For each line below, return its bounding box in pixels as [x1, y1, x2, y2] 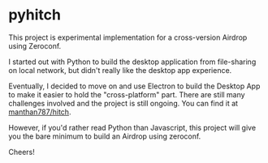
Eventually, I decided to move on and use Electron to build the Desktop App [8, 81, 261, 91]
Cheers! [8, 147, 35, 157]
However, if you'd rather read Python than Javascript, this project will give [8, 122, 257, 132]
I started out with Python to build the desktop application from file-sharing [8, 57, 257, 66]
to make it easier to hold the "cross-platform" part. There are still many [8, 89, 245, 99]
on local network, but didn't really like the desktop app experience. [8, 65, 232, 75]
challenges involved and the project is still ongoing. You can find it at [8, 98, 238, 108]
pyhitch [8, 6, 61, 24]
